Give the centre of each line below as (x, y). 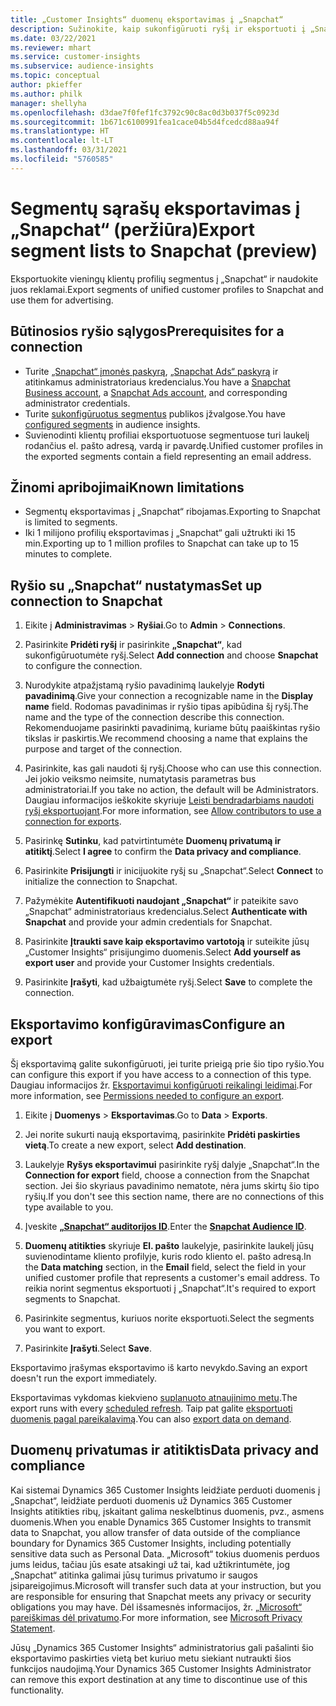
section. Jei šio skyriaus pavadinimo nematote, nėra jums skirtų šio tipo (172, 1185)
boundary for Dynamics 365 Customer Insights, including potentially (151, 1543)
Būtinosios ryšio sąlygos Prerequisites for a (147, 331)
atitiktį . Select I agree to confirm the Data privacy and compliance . (163, 852)
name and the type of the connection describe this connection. (154, 717)
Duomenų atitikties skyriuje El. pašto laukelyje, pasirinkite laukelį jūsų (169, 1245)
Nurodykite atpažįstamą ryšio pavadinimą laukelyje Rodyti (144, 685)
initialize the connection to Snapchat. (101, 882)
